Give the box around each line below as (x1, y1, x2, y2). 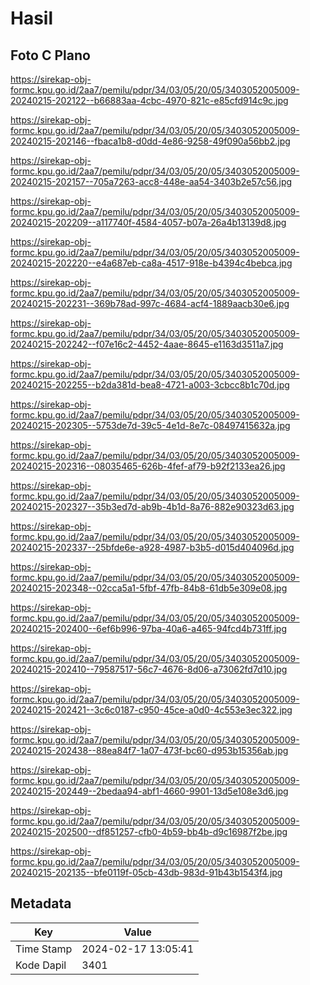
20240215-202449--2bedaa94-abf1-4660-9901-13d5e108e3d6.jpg (10, 785, 289, 797)
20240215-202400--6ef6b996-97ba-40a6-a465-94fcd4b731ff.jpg (10, 623, 287, 634)
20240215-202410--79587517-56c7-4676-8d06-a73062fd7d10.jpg (10, 663, 288, 675)
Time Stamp (15, 942, 73, 956)
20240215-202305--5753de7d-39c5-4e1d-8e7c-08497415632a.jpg (10, 420, 291, 431)
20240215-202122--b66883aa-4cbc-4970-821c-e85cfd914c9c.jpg (10, 95, 289, 106)
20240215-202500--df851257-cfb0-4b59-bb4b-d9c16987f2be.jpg (10, 826, 288, 837)
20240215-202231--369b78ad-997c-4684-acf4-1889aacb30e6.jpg (10, 298, 290, 309)
